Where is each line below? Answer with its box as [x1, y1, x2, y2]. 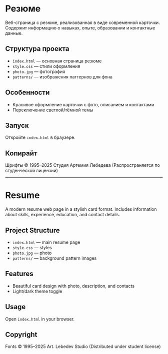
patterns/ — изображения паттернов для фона [12, 73, 112, 80]
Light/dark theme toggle [12, 288, 62, 294]
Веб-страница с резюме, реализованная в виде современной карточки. [5, 19, 160, 25]
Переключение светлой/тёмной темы [12, 107, 93, 113]
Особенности [5, 88, 50, 97]
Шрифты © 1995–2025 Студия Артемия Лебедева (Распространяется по [5, 162, 160, 168]
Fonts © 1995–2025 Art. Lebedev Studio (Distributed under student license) [5, 344, 161, 350]
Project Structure [5, 226, 60, 235]
